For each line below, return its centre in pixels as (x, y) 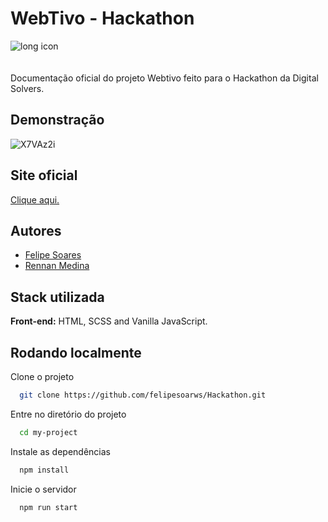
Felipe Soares (53, 255)
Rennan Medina (57, 266)
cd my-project (48, 432)
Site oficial (44, 175)
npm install (44, 470)
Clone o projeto (42, 376)
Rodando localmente (76, 352)
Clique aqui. (35, 199)
